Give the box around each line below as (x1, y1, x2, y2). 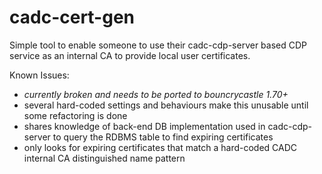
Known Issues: (9, 69, 70, 81)
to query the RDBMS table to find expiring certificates (52, 131, 274, 143)
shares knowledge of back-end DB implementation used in (23, 120, 266, 132)
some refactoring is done (23, 109, 128, 121)
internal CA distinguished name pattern (23, 152, 186, 164)
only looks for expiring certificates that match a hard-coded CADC (23, 141, 298, 153)
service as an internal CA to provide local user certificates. (9, 49, 251, 61)
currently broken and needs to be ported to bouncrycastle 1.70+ (23, 88, 289, 100)
